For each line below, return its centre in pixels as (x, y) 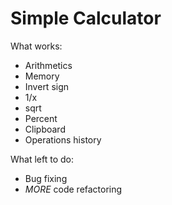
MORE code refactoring (73, 189)
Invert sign (47, 86)
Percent (41, 118)
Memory (42, 76)
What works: (36, 46)
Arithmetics (48, 65)
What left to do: (42, 159)
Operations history (63, 139)
